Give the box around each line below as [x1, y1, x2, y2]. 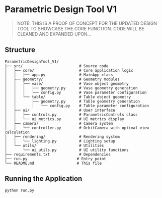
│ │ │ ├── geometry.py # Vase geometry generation [5, 85, 138, 90]
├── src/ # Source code [5, 63, 109, 69]
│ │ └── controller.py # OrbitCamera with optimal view [5, 125, 149, 130]
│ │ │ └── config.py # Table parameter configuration [5, 103, 149, 108]
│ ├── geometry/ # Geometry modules [5, 77, 120, 82]
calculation [5, 130, 30, 135]
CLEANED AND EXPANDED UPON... [17, 31, 92, 37]
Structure [5, 45, 36, 54]
